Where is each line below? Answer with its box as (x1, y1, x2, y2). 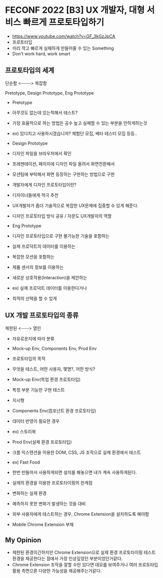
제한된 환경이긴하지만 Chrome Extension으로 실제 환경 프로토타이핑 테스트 (12, 550, 156, 555)
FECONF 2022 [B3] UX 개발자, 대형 (5, 4, 145, 16)
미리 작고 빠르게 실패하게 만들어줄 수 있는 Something (12, 45, 114, 51)
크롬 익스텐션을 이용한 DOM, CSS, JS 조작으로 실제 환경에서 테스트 (12, 449, 141, 455)
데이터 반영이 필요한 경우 (12, 418, 60, 424)
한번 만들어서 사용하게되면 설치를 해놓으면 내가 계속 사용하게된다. (12, 469, 137, 475)
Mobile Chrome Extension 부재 (12, 521, 74, 527)
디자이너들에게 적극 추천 (12, 192, 59, 198)
